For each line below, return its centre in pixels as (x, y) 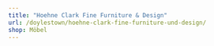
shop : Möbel (28, 30)
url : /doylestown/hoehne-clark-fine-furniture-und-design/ (107, 23)
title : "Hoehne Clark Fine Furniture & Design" (88, 15)
